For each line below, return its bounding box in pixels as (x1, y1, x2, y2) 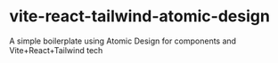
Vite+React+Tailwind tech (9, 44, 103, 55)
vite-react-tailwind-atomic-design (9, 6, 270, 27)
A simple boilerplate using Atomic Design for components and (9, 35, 237, 46)
